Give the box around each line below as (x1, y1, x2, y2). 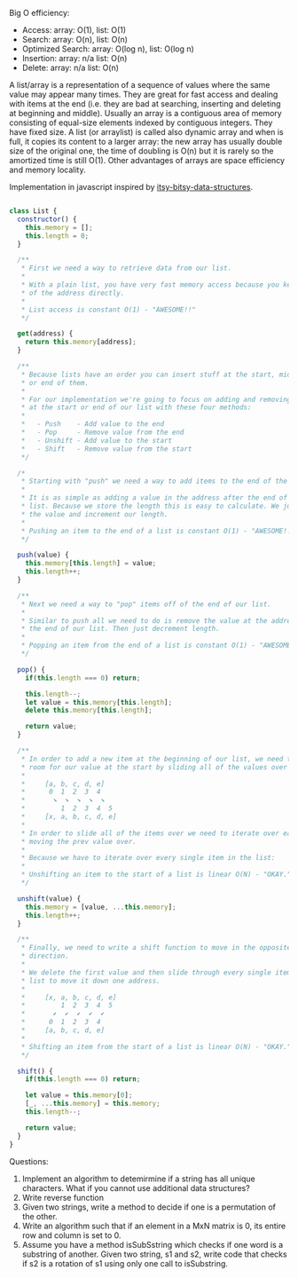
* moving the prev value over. (20, 837, 137, 846)
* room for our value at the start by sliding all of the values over (20, 762, 288, 771)
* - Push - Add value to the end (20, 420, 165, 429)
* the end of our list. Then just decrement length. (20, 625, 220, 634)
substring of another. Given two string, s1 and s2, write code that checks (21, 1249, 287, 1259)
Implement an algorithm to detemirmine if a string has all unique (21, 1173, 255, 1184)
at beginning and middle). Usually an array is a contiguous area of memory (9, 108, 282, 118)
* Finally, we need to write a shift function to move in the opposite (20, 943, 292, 952)
